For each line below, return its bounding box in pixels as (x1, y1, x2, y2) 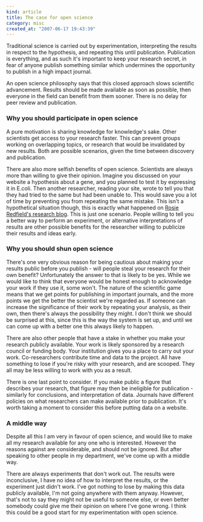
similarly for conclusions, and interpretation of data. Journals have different (6, 391, 194, 398)
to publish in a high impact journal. (6, 68, 92, 76)
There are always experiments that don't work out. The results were (6, 470, 175, 478)
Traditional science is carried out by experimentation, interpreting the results (6, 42, 197, 50)
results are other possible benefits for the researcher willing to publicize (6, 223, 185, 230)
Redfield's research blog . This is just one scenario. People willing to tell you (6, 210, 195, 218)
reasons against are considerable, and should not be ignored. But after (6, 446, 182, 453)
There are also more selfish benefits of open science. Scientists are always (6, 165, 193, 172)
